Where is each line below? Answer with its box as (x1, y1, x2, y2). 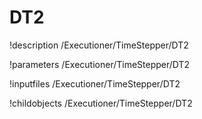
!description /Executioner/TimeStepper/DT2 (9, 39, 189, 51)
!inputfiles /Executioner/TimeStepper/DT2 (9, 77, 181, 90)
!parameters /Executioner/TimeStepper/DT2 (9, 58, 191, 70)
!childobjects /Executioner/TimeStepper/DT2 (9, 97, 193, 109)
